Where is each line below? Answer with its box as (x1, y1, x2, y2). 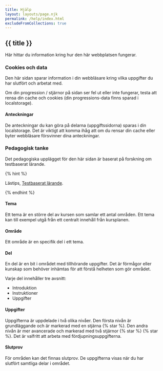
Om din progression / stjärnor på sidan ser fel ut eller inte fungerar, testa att (5, 90, 157, 96)
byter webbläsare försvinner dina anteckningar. (5, 132, 100, 138)
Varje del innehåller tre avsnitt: (5, 276, 66, 282)
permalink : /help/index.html (5, 16, 64, 21)
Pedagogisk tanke (5, 145, 49, 152)
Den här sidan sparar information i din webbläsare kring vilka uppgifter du (5, 75, 153, 81)
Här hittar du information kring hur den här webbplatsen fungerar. (5, 52, 137, 58)
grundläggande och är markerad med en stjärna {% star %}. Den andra (5, 323, 148, 328)
